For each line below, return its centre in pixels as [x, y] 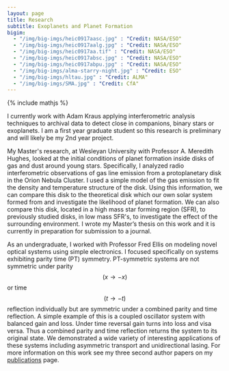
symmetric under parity [40, 266]
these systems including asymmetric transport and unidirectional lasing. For [114, 346]
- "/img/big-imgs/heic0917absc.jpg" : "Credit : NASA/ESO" [98, 58]
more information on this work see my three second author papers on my [110, 353]
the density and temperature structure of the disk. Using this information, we [115, 188]
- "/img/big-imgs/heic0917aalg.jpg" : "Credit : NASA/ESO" [98, 45]
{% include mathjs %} [38, 103]
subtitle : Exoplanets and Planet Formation [70, 26]
